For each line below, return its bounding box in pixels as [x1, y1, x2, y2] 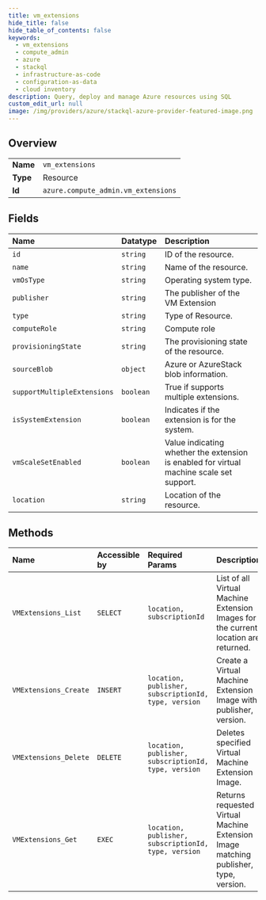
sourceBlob [12, 364, 53, 373]
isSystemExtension [12, 415, 82, 424]
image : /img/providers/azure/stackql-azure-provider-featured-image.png [8, 108, 253, 116]
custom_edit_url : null [8, 100, 83, 108]
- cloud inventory [15, 85, 77, 93]
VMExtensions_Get [12, 835, 78, 845]
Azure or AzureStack [165, 358, 242, 369]
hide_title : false [8, 19, 69, 27]
